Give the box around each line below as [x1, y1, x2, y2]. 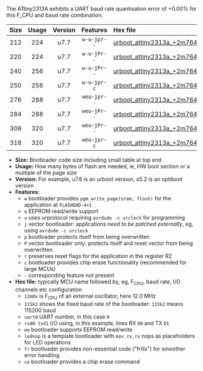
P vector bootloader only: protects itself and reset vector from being [24, 239, 193, 247]
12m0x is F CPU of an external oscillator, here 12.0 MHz [24, 292, 156, 301]
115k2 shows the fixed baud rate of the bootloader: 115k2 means [24, 300, 184, 307]
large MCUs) [24, 265, 56, 272]
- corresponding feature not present [24, 271, 115, 279]
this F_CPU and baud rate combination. [6, 11, 103, 19]
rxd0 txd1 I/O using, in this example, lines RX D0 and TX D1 [24, 319, 169, 326]
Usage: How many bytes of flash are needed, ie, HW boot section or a [14, 163, 190, 170]
